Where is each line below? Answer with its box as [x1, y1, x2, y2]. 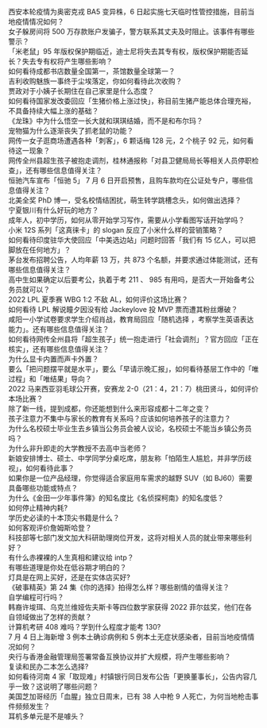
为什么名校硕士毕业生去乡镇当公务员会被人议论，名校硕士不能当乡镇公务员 [8, 424, 252, 433]
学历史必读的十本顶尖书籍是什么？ [8, 513, 120, 522]
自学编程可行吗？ [8, 592, 64, 602]
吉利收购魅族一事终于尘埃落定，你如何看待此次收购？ [8, 76, 183, 86]
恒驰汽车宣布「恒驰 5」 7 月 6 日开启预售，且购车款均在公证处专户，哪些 [8, 175, 246, 185]
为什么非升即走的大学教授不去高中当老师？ [8, 444, 148, 453]
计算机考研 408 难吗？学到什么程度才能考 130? [8, 622, 161, 631]
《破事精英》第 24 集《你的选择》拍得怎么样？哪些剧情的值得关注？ [8, 583, 230, 591]
